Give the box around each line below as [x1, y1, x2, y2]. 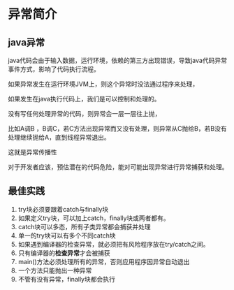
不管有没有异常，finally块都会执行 [17, 275, 116, 283]
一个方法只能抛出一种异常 [17, 266, 92, 275]
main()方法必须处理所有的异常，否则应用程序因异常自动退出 [17, 257, 190, 266]
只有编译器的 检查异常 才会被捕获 [17, 249, 110, 257]
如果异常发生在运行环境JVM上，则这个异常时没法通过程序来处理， [8, 80, 199, 88]
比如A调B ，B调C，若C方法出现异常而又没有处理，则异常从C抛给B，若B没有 [8, 124, 227, 133]
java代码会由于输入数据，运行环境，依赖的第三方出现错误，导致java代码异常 [8, 57, 228, 64]
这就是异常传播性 [8, 148, 57, 156]
